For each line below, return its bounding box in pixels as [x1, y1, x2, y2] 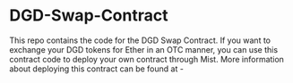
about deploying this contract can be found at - [9, 63, 184, 74]
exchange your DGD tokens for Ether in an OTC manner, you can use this [9, 44, 279, 54]
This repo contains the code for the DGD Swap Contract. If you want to [9, 35, 271, 46]
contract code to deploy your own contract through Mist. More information [9, 54, 285, 64]
